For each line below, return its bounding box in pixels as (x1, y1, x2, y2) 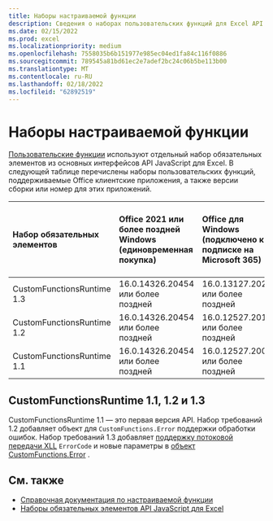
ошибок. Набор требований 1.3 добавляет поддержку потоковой (8, 432, 234, 442)
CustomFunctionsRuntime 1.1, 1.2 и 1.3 (8, 393, 206, 407)
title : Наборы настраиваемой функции (8, 11, 136, 20)
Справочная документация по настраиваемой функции (19, 494, 214, 505)
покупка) (119, 254, 157, 265)
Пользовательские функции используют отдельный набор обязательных (8, 150, 262, 160)
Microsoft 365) (201, 254, 262, 265)
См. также (8, 473, 65, 487)
